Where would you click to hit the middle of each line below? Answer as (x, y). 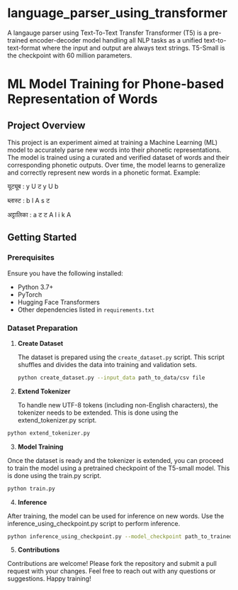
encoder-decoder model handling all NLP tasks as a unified (116, 40)
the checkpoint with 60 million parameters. (70, 55)
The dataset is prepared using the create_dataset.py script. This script (121, 357)
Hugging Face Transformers (59, 302)
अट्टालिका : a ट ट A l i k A (39, 214)
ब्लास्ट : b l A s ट (29, 200)
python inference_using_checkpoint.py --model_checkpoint (95, 536)
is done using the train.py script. (54, 475)
